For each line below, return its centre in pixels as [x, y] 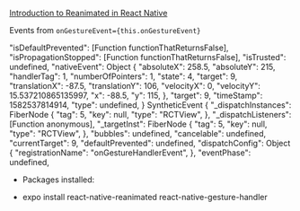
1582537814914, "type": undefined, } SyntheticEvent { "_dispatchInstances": [150, 105]
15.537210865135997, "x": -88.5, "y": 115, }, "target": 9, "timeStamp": [136, 95]
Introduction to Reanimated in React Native [88, 13]
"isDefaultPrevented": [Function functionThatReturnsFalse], [119, 48]
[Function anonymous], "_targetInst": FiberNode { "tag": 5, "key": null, [138, 124]
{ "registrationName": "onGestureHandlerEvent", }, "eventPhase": [130, 153]
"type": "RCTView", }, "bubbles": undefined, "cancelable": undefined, [138, 133]
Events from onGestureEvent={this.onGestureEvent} [105, 30]
